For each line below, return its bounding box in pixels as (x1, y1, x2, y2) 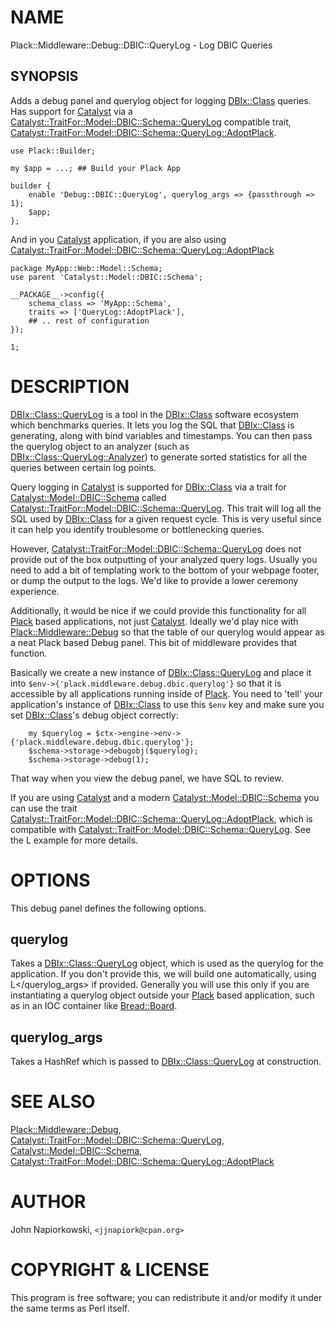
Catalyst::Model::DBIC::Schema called (10, 491, 167, 503)
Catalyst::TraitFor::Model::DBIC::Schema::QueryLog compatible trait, (10, 116, 292, 128)
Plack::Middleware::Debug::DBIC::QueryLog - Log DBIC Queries (10, 39, 273, 51)
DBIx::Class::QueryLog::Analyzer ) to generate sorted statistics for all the (10, 451, 308, 463)
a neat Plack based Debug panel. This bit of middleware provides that (10, 636, 298, 648)
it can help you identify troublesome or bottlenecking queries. (10, 523, 265, 535)
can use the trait (10, 802, 78, 814)
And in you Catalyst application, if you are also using (10, 233, 227, 245)
